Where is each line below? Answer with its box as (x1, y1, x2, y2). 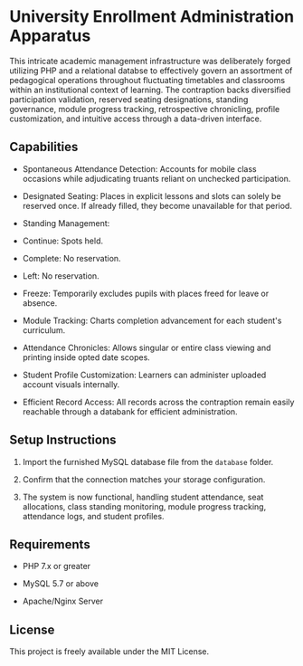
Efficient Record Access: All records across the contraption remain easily (22, 396, 295, 407)
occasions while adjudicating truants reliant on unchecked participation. (22, 173, 291, 184)
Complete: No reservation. (22, 252, 121, 263)
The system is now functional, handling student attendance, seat (22, 491, 264, 502)
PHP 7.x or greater (22, 561, 91, 572)
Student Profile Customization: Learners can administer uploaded (22, 369, 267, 380)
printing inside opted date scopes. (22, 351, 151, 363)
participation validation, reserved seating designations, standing (9, 93, 249, 105)
